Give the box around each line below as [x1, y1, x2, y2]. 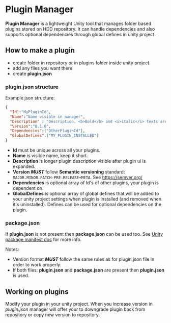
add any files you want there [12, 65, 73, 71]
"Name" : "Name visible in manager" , [10, 114, 85, 119]
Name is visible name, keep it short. [12, 153, 88, 159]
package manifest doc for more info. [5, 236, 82, 243]
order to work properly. [12, 262, 62, 268]
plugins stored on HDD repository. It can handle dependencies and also [5, 26, 155, 32]
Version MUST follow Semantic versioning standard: [12, 169, 125, 175]
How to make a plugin [5, 46, 75, 55]
